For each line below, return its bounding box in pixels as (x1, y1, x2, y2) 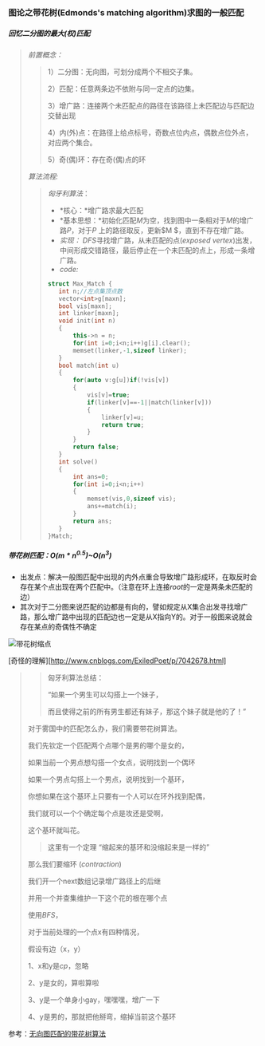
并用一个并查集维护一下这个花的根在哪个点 (27, 894, 168, 903)
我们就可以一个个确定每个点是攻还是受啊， (27, 808, 168, 819)
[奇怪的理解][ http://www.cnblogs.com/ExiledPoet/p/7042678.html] (8, 656, 227, 665)
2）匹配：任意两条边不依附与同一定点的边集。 (47, 84, 199, 93)
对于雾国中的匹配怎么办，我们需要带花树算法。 (27, 724, 181, 733)
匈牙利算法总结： (47, 673, 104, 683)
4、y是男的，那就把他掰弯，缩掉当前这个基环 (27, 1012, 177, 1022)
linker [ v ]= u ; (100, 413, 145, 421)
